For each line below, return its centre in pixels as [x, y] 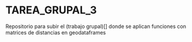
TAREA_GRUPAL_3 [51, 10]
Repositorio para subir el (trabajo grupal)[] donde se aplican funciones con [96, 26]
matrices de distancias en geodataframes [56, 32]
